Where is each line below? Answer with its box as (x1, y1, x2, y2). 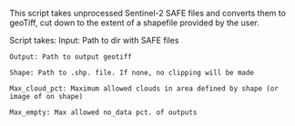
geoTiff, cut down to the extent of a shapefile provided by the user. (9, 17, 259, 28)
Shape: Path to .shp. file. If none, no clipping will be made (9, 68, 255, 77)
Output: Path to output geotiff (9, 53, 132, 62)
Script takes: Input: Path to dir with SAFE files (9, 35, 179, 45)
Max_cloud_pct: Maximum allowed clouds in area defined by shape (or (9, 84, 280, 93)
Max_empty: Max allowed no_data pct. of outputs (9, 108, 198, 117)
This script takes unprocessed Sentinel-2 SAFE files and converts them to (9, 8, 287, 18)
